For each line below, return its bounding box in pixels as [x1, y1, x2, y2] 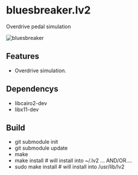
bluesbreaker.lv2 [6, 4, 91, 17]
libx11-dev [14, 106, 39, 113]
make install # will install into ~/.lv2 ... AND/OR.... [14, 157, 133, 164]
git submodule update [14, 144, 68, 152]
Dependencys [6, 84, 59, 94]
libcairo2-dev [14, 99, 48, 106]
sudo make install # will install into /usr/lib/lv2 [14, 163, 125, 170]
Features [6, 51, 39, 62]
